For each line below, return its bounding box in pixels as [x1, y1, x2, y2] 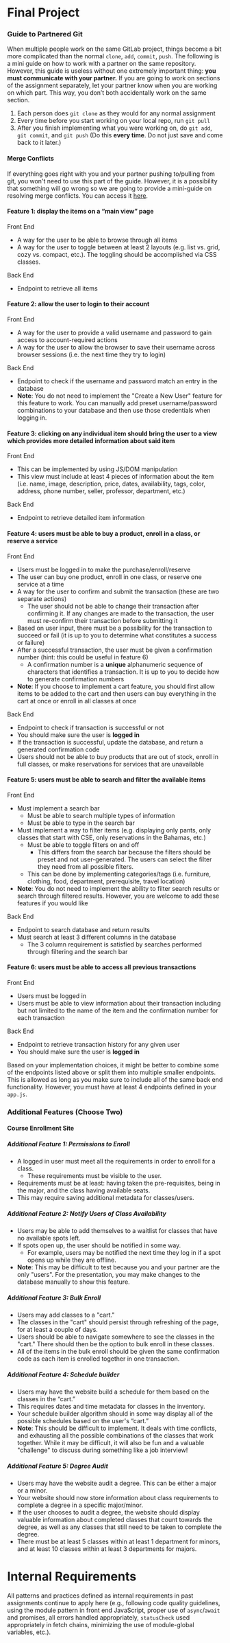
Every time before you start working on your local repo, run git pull [16, 117, 211, 125]
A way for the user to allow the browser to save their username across [16, 343, 216, 352]
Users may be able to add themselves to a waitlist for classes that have [16, 1227, 218, 1235]
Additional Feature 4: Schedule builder [7, 1370, 120, 1379]
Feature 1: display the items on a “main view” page [7, 207, 154, 216]
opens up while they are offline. [27, 1256, 116, 1265]
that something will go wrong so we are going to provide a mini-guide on [7, 184, 212, 192]
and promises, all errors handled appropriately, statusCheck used [7, 1613, 190, 1622]
